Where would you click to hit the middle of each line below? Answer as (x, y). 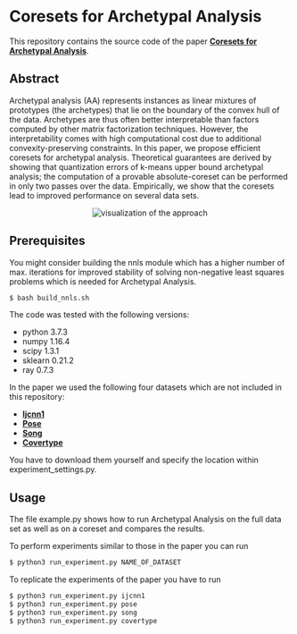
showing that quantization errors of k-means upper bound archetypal (136, 166)
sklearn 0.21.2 (48, 360)
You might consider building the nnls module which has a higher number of (147, 262)
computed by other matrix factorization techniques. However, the (129, 129)
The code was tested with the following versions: (99, 315)
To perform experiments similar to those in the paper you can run (129, 546)
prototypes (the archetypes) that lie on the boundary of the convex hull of (144, 110)
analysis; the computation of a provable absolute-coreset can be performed (148, 176)
